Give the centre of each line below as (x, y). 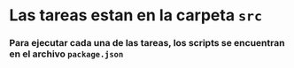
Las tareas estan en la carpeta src (136, 15)
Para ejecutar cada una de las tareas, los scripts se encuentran (147, 43)
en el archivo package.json (66, 54)
